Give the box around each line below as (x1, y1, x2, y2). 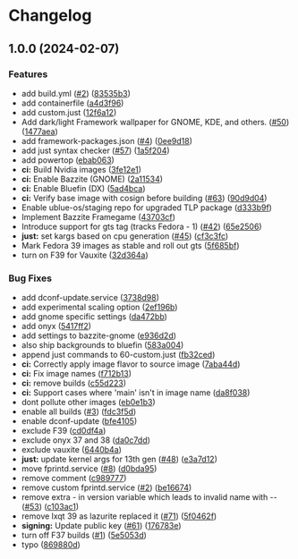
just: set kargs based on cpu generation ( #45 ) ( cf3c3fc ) (21, 230, 229, 241)
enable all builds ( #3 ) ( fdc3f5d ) (21, 406, 137, 417)
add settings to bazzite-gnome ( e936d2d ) (21, 330, 176, 341)
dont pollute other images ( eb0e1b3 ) (21, 397, 156, 408)
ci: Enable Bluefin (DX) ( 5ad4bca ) (21, 182, 146, 193)
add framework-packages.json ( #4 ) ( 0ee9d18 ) (21, 135, 193, 146)
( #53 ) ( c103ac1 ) (21, 502, 80, 512)
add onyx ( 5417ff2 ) (21, 321, 91, 332)
